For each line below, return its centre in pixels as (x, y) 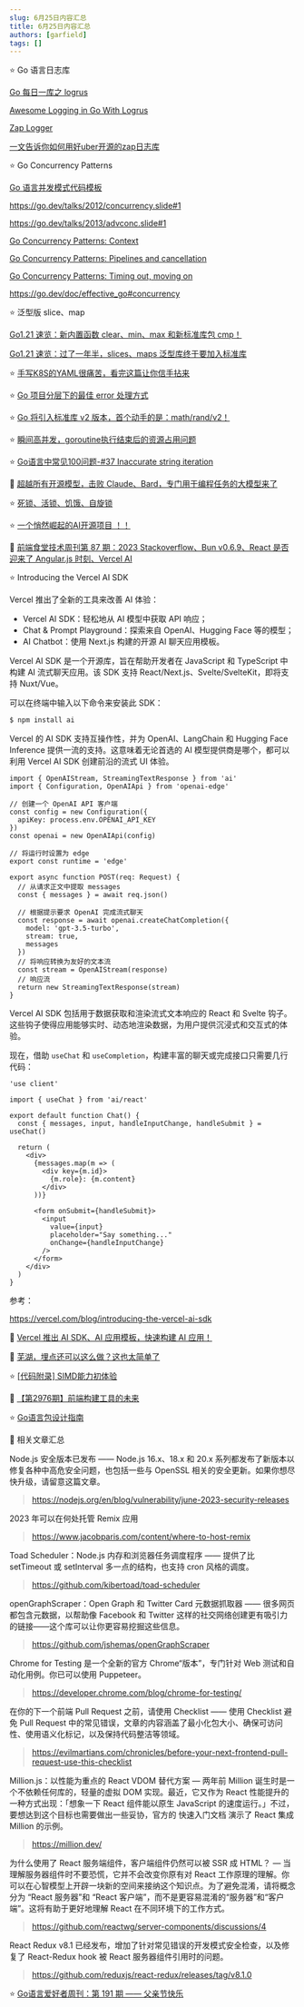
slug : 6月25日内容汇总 (48, 18)
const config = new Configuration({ (78, 812)
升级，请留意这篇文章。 (61, 1482)
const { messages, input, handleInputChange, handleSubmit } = (139, 1124)
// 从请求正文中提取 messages (69, 887)
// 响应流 (34, 980)
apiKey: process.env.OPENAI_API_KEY (87, 820)
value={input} (76, 1227)
